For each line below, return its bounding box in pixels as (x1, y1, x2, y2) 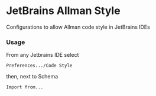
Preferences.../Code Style (6, 63, 73, 68)
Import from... (6, 84, 44, 90)
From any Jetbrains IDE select (6, 52, 79, 59)
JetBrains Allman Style (6, 4, 121, 18)
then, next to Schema (6, 73, 58, 80)
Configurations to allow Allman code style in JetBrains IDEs (6, 23, 151, 30)
